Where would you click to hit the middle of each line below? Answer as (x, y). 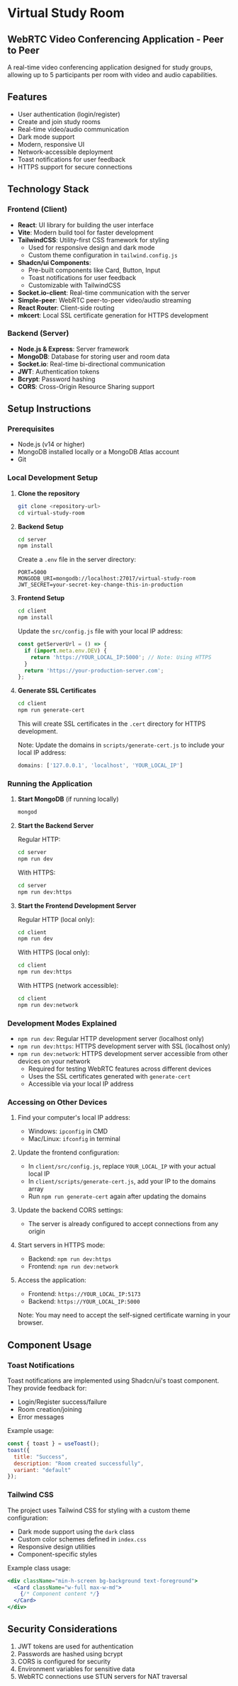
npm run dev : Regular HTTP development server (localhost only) (110, 1039)
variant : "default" (42, 1470)
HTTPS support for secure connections (75, 167)
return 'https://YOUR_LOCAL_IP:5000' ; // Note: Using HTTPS (121, 657)
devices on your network (54, 1062)
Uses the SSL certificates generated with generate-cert (109, 1077)
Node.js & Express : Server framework (73, 349)
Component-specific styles (57, 1554)
